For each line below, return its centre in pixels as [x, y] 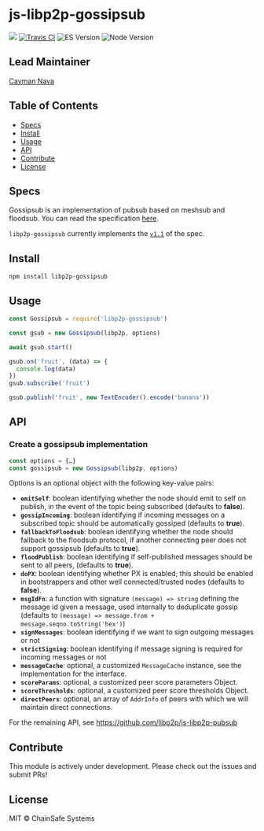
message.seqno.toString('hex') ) [73, 624]
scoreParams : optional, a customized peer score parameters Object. [129, 682]
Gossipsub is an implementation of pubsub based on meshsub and [117, 210]
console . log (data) [46, 369]
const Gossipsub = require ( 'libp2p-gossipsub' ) [88, 319]
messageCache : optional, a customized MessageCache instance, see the [131, 666]
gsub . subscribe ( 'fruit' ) [49, 383]
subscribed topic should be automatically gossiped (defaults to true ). [132, 523]
